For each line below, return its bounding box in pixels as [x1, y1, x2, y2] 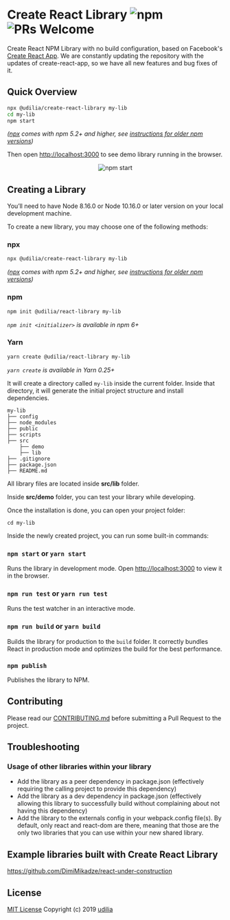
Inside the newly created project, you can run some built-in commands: [7, 531, 209, 540]
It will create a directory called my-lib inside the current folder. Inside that [7, 379, 215, 387]
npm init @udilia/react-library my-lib [7, 308, 122, 315]
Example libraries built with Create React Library [7, 848, 218, 860]
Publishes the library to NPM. [7, 676, 90, 684]
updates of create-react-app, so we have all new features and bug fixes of [7, 59, 218, 67]
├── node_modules [7, 419, 57, 426]
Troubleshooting [7, 741, 80, 753]
